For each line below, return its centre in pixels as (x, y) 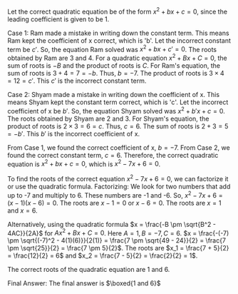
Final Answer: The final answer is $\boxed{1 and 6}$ (84, 283)
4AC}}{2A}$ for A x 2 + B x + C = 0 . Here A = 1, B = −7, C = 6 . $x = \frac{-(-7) (118, 233)
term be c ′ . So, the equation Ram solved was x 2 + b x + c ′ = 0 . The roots (112, 49)
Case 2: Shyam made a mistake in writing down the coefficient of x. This (113, 94)
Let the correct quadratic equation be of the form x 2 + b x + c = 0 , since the (118, 11)
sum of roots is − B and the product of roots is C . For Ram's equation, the (114, 65)
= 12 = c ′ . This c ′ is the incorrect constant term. (77, 81)
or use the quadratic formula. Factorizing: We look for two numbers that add (119, 186)
